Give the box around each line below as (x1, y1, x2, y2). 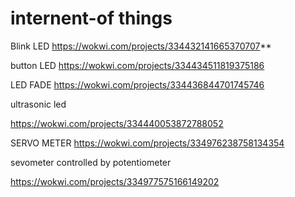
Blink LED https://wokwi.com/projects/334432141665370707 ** (10, 40, 272, 52)
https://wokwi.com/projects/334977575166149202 (10, 175, 220, 187)
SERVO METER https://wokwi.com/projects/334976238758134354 (10, 137, 285, 149)
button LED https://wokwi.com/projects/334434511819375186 (10, 59, 265, 71)
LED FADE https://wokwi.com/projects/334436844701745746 (10, 78, 265, 91)
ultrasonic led (10, 98, 67, 110)
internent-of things (10, 7, 173, 30)
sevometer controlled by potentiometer (10, 156, 172, 168)
